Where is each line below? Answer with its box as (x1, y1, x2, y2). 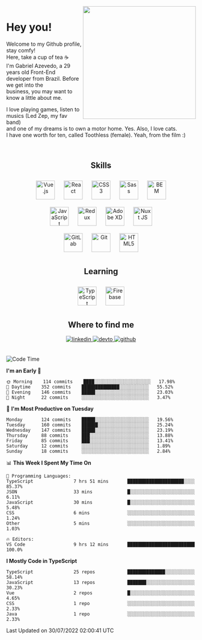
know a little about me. (6, 94, 63, 101)
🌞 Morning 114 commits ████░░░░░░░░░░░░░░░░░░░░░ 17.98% (6, 379, 176, 385)
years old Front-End (6, 69, 56, 76)
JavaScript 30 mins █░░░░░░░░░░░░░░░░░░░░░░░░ (6, 499, 195, 506)
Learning (84, 266, 118, 277)
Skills (90, 161, 112, 171)
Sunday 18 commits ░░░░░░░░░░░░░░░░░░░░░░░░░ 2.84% (6, 448, 171, 455)
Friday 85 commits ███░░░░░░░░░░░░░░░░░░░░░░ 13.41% (6, 438, 173, 444)
